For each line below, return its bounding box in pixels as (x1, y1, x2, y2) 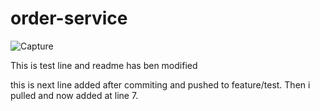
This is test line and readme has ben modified (10, 59, 198, 71)
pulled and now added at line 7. (10, 89, 139, 101)
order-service (10, 7, 128, 30)
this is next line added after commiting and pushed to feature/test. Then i (10, 78, 311, 91)
